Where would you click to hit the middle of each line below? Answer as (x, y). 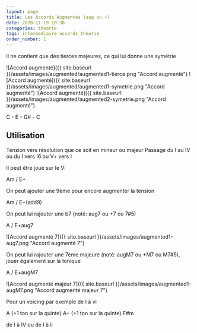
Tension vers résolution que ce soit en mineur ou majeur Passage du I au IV (98, 150)
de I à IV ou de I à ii (30, 325)
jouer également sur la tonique (44, 261)
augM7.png (20, 290)
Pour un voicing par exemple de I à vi (51, 302)
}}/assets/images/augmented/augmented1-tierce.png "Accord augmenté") (97, 74)
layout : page (22, 12)
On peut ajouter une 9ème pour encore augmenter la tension (80, 191)
